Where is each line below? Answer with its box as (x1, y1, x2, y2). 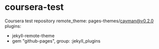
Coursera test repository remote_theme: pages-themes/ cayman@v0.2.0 (5, 18, 154, 24)
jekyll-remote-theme (12, 33, 55, 39)
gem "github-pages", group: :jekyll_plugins (12, 38, 101, 44)
